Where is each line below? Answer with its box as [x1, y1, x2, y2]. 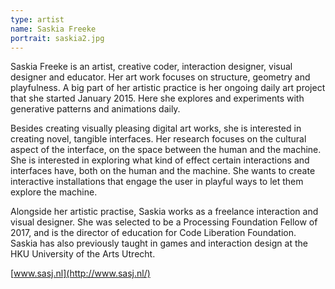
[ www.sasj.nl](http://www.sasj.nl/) [10, 267, 151, 280]
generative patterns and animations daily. [10, 103, 181, 115]
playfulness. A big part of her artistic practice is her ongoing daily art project [10, 82, 326, 94]
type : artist [10, 14, 65, 25]
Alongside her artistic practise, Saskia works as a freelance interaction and [10, 206, 319, 218]
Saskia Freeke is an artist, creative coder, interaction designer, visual [10, 61, 293, 73]
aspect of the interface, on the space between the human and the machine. [10, 144, 322, 156]
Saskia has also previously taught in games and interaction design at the [10, 237, 308, 250]
